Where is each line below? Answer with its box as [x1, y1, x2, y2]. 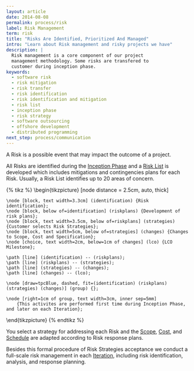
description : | [6, 47, 44, 53]
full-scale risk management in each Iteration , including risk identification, [6, 352, 183, 359]
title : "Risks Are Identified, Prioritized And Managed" [6, 36, 149, 42]
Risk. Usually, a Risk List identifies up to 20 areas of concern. [6, 175, 154, 182]
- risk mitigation [11, 80, 57, 86]
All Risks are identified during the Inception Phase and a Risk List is [6, 162, 169, 169]
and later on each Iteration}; [6, 306, 83, 312]
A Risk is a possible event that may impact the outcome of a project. [6, 151, 172, 158]
